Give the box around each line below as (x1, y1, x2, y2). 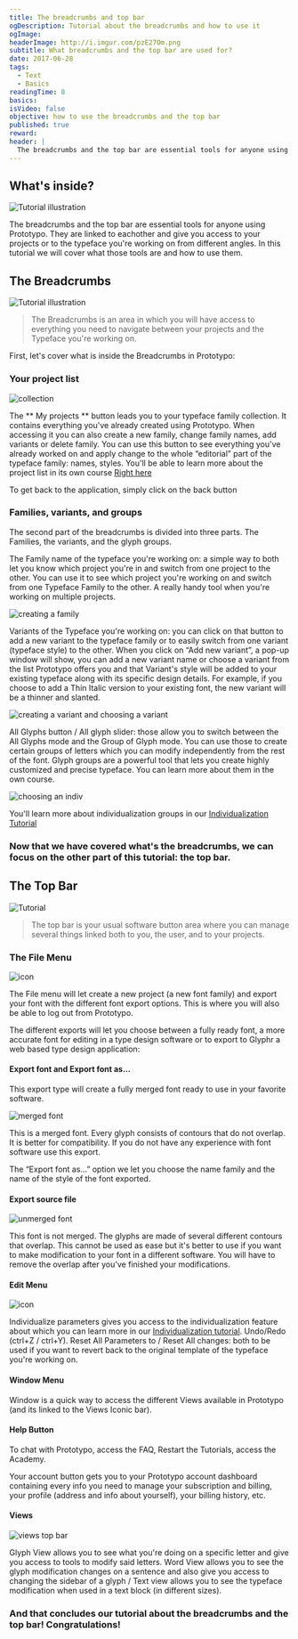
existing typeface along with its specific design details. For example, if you (9, 673, 283, 684)
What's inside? (9, 179, 95, 194)
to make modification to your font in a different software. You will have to (9, 1250, 276, 1261)
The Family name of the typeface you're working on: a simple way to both (9, 553, 280, 564)
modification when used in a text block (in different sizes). (9, 1586, 222, 1596)
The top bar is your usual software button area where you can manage (30, 919, 290, 930)
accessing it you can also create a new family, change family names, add (9, 429, 278, 440)
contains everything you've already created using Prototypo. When (9, 419, 255, 430)
